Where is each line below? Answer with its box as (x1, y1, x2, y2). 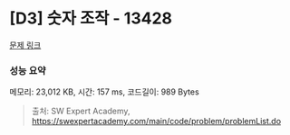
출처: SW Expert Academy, (31, 105, 130, 117)
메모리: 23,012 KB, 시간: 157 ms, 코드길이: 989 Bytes (9, 86, 199, 97)
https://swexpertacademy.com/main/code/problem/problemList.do (31, 116, 282, 127)
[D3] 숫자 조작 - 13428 (9, 8, 173, 29)
